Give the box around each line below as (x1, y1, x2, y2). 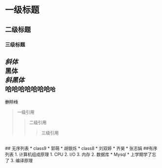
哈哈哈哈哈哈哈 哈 (5, 85, 56, 93)
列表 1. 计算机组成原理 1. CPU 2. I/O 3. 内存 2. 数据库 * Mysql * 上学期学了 (5, 151, 152, 157)
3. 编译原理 (10, 158, 33, 164)
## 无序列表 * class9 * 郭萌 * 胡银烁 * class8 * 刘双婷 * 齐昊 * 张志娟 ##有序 (5, 146, 158, 151)
